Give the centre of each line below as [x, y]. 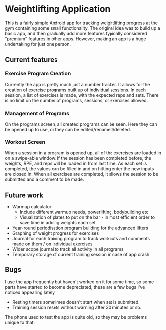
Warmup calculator [32, 207]
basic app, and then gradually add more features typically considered [76, 33]
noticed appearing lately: [30, 292]
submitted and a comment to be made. [45, 179]
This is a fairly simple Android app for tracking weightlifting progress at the [81, 23]
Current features [31, 60]
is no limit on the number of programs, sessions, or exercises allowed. [77, 100]
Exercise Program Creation [38, 74]
